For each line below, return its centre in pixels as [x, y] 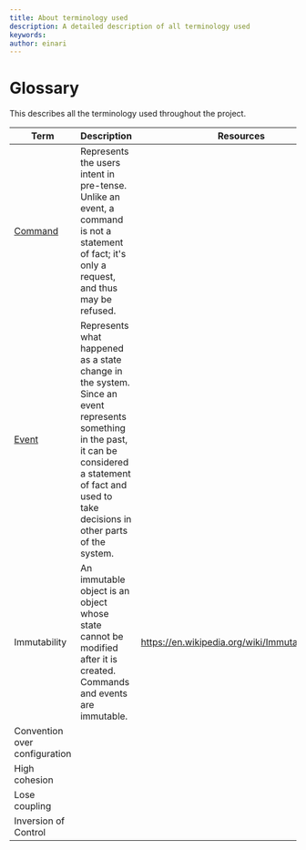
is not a [96, 231]
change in [102, 372]
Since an [99, 394]
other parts [104, 531]
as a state [101, 360]
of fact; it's [103, 254]
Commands [105, 682]
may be [96, 300]
